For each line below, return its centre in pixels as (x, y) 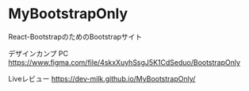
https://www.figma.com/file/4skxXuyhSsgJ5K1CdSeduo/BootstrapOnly (124, 62)
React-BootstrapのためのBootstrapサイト (75, 36)
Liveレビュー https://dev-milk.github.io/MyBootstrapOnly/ (102, 78)
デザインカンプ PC (38, 53)
